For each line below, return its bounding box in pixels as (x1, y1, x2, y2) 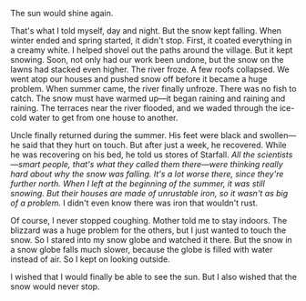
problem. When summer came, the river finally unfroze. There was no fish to (10, 84, 297, 94)
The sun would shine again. (10, 8, 114, 18)
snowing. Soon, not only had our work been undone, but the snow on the (10, 55, 285, 65)
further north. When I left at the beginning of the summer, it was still (10, 178, 265, 189)
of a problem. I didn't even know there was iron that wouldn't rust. (10, 197, 259, 208)
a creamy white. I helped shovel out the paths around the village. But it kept (10, 45, 293, 55)
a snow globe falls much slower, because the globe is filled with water (10, 245, 273, 255)
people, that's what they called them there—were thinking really (42, 159, 283, 169)
